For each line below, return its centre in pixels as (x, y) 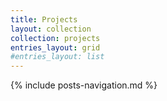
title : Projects (44, 19)
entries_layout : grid (55, 47)
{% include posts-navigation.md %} (84, 85)
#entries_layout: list (57, 57)
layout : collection (51, 29)
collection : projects (55, 38)
